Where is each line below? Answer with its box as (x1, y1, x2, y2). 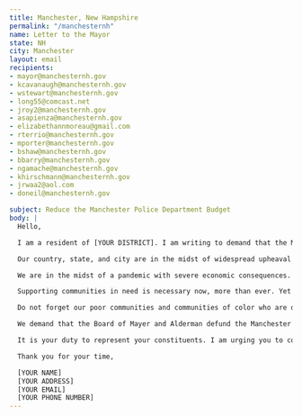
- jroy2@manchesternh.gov (9, 105, 106, 114)
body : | (9, 213, 39, 222)
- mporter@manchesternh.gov (9, 139, 115, 148)
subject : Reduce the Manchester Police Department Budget (9, 205, 231, 214)
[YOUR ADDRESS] (17, 376, 75, 385)
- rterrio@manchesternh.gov (9, 131, 115, 140)
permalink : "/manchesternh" (9, 22, 115, 31)
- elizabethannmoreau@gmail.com (9, 122, 130, 131)
